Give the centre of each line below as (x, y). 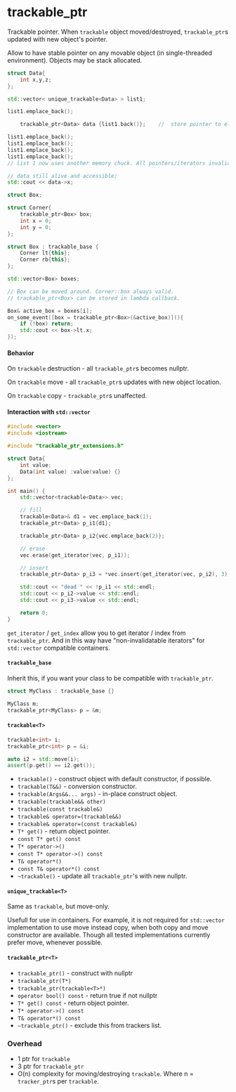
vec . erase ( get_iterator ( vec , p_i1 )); (75, 555)
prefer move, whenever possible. (55, 942)
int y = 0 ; (36, 227)
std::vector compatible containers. (59, 648)
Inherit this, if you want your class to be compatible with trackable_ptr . (111, 678)
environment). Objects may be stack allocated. (75, 60)
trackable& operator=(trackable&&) (70, 817)
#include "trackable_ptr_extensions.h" (66, 446)
